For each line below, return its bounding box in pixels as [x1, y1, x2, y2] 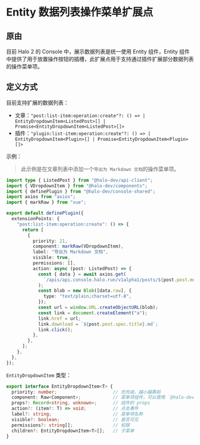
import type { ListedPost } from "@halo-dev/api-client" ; [6, 177, 153, 183]
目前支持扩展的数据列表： [6, 99, 69, 106]
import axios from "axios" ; [6, 194, 76, 200]
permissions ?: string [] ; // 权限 [11, 422, 130, 428]
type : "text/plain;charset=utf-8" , [43, 293, 132, 299]
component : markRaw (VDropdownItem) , [32, 243, 124, 249]
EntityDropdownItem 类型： [6, 371, 71, 379]
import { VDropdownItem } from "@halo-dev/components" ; [6, 183, 148, 188]
